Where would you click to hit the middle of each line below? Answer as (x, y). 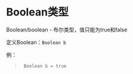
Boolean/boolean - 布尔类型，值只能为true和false (67, 30)
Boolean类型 (38, 12)
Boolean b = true (45, 66)
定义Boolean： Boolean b (36, 42)
